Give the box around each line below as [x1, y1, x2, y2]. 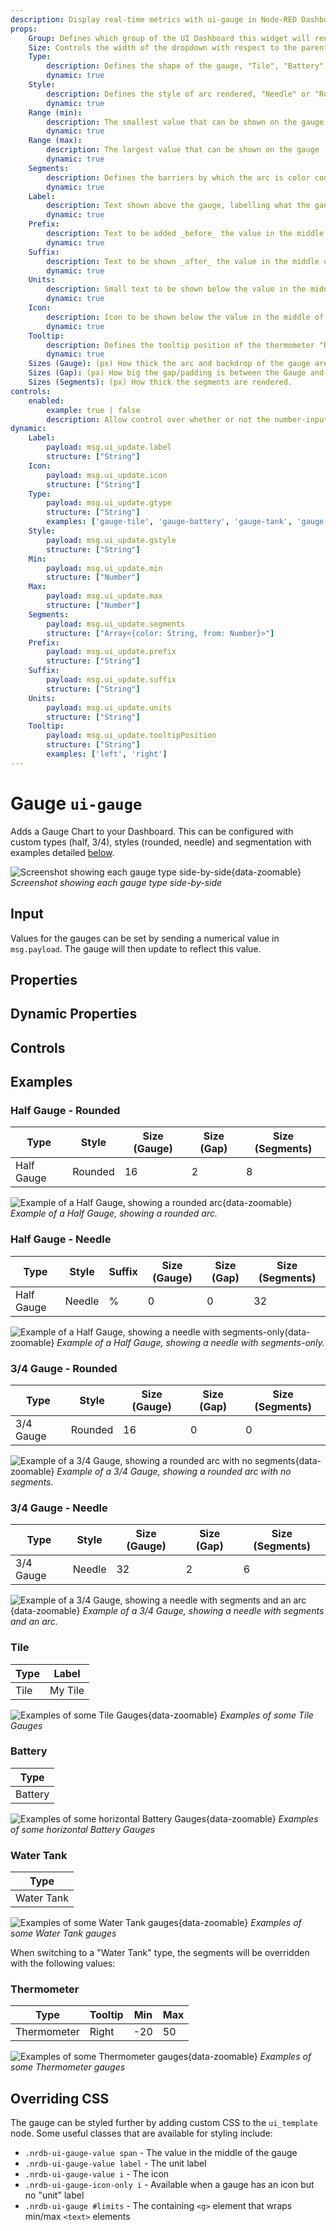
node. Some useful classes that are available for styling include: [10, 2127, 273, 2140]
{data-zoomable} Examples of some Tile [147, 1709, 314, 1721]
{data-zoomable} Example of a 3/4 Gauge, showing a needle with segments [10, 1605, 325, 1617]
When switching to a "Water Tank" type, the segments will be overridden [10, 1947, 310, 1959]
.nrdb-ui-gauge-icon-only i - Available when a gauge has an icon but [24, 2179, 315, 2191]
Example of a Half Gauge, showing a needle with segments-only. [56, 1336, 325, 1348]
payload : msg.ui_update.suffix [46, 675, 177, 685]
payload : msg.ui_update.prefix [46, 647, 177, 657]
